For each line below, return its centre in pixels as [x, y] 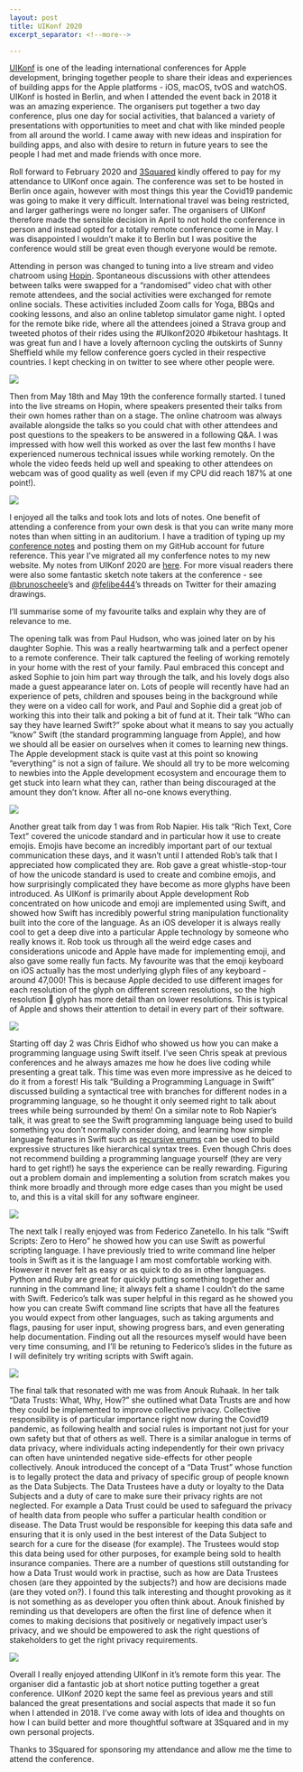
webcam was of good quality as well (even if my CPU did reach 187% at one [151, 473]
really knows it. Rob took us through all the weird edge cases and [131, 942]
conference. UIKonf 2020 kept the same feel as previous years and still [141, 1693]
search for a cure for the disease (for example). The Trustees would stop [144, 1544]
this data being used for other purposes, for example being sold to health [145, 1553]
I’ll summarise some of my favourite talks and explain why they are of [138, 611]
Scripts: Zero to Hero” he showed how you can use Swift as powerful [138, 1241]
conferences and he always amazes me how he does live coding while [140, 1063]
